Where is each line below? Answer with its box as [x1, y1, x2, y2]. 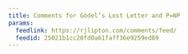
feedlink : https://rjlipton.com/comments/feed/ [15, 26, 178, 34]
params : [8, 19, 34, 27]
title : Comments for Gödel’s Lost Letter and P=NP [8, 11, 181, 20]
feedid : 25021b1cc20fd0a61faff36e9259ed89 [15, 33, 159, 42]
